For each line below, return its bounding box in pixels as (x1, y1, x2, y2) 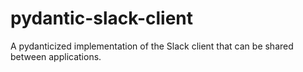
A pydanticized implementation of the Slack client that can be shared (10, 40, 294, 52)
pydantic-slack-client (10, 7, 193, 30)
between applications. (10, 50, 102, 62)
